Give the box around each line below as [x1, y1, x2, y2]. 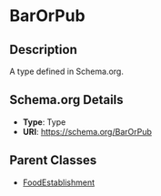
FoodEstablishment [22, 177, 96, 188]
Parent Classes [9, 152, 97, 169]
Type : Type [22, 116, 66, 128]
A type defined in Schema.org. [9, 66, 125, 77]
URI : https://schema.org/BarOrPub [22, 126, 153, 137]
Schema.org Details [9, 92, 125, 108]
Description [9, 42, 77, 57]
